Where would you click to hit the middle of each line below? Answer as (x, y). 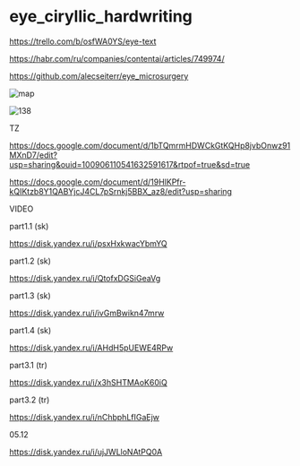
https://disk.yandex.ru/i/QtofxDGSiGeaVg (85, 278)
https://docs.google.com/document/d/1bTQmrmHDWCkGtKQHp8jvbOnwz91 (150, 145)
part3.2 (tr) (30, 400)
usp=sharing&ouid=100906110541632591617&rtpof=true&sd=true (130, 164)
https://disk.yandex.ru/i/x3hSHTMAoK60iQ (88, 382)
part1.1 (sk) (29, 226)
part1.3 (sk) (30, 295)
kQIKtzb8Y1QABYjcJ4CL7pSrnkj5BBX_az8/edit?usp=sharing (121, 191)
